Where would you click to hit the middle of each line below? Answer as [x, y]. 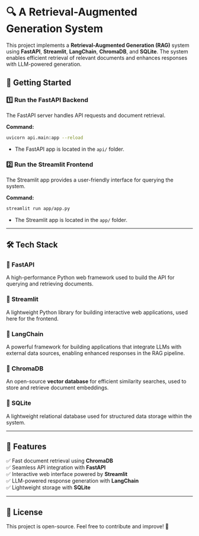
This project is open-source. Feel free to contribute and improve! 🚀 [87, 527]
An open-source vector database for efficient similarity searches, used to [96, 382]
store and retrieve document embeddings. [57, 388]
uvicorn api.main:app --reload [45, 138]
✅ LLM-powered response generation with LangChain [73, 481]
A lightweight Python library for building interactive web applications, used [97, 312]
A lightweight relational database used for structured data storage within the [99, 416]
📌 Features [26, 446]
